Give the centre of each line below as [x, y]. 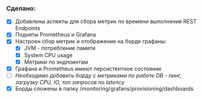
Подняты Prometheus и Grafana [55, 35]
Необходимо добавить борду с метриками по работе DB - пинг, [98, 75]
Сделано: [21, 8]
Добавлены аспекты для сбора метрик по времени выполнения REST [106, 22]
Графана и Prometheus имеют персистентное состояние [88, 69]
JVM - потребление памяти [60, 48]
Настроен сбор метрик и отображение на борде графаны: [91, 41]
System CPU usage [48, 55]
